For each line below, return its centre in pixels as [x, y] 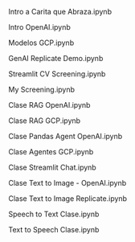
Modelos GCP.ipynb [41, 43]
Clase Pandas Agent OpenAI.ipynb [65, 136]
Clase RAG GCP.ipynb [45, 121]
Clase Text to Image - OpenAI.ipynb [67, 183]
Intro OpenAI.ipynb [39, 27]
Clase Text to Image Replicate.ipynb [67, 199]
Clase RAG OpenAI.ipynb [49, 105]
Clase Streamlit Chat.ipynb [52, 167]
